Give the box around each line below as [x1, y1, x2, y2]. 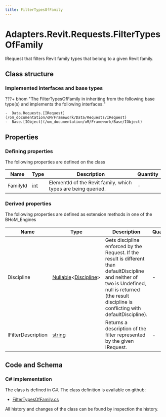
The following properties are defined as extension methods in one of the [5, 211, 152, 217]
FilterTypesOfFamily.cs [12, 396, 59, 402]
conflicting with [105, 305, 141, 312]
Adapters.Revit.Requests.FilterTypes [5, 28, 161, 40]
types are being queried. [48, 185, 106, 192]
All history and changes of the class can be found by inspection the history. [5, 406, 159, 412]
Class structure [5, 70, 54, 78]
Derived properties [5, 200, 52, 207]
